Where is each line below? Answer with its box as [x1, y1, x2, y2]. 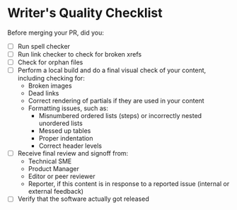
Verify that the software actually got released [17, 194, 150, 203]
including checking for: [17, 74, 85, 83]
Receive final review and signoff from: [17, 149, 129, 158]
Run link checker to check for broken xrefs [17, 50, 142, 58]
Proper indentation [38, 134, 93, 143]
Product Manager [28, 165, 79, 173]
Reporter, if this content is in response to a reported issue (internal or [28, 180, 230, 188]
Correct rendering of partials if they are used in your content [28, 97, 204, 105]
